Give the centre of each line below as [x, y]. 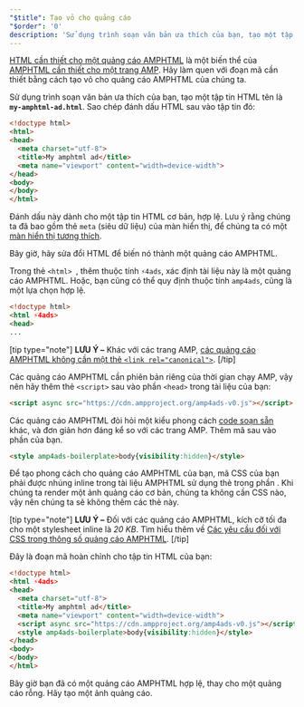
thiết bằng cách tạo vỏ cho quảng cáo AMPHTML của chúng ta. [128, 80]
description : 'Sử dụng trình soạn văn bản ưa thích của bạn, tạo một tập [152, 34]
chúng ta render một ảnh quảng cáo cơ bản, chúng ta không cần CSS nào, [148, 493]
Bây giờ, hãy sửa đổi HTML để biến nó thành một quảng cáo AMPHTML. [143, 254]
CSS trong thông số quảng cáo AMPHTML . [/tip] [100, 539]
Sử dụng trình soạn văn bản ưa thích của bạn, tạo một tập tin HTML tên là [146, 97]
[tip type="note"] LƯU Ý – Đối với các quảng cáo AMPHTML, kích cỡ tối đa [148, 520]
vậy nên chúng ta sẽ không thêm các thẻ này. [94, 502]
